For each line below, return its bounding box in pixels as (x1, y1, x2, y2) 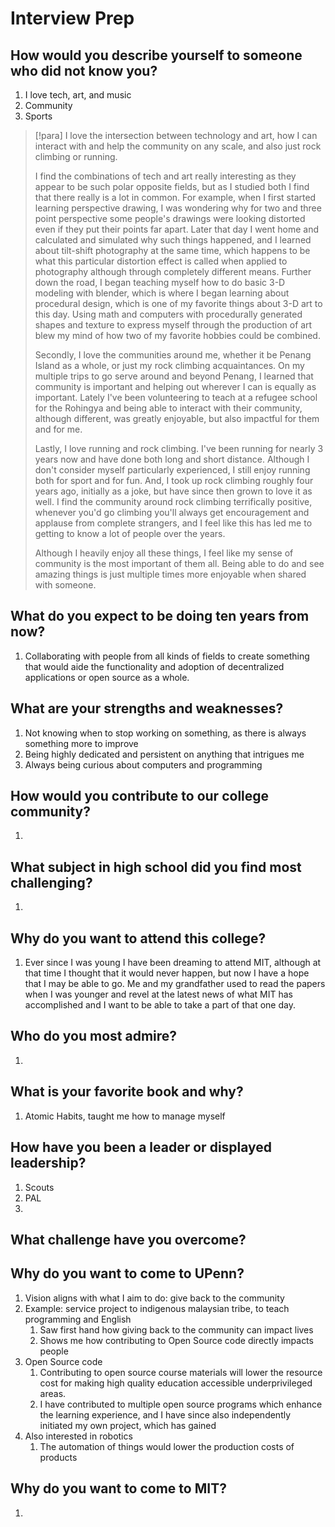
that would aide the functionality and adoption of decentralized (24, 660, 285, 672)
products (39, 1451, 78, 1463)
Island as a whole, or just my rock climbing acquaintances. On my (34, 360, 305, 371)
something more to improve (24, 737, 139, 749)
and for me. (34, 423, 83, 435)
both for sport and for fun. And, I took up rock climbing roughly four (34, 475, 314, 486)
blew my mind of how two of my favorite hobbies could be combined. (34, 330, 321, 341)
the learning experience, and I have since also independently (39, 1408, 292, 1421)
